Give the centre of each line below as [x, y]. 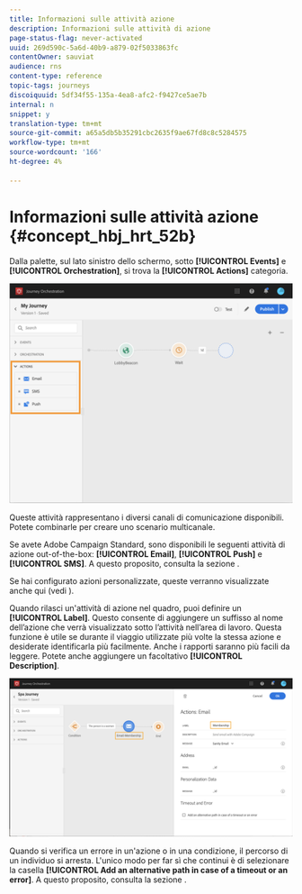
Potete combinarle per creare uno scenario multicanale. [112, 527]
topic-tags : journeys [50, 86]
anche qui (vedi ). [42, 591]
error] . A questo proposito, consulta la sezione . [98, 880]
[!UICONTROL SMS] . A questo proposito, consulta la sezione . [124, 564]
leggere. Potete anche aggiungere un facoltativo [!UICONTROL [126, 656]
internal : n [31, 105]
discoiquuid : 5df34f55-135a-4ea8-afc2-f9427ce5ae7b [108, 95]
